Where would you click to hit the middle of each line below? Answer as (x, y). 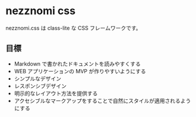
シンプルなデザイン (38, 79)
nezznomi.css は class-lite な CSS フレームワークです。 (73, 28)
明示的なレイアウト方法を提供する (56, 93)
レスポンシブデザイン (40, 86)
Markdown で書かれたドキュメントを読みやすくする (77, 64)
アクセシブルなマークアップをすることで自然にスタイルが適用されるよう (102, 100)
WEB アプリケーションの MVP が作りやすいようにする (80, 71)
